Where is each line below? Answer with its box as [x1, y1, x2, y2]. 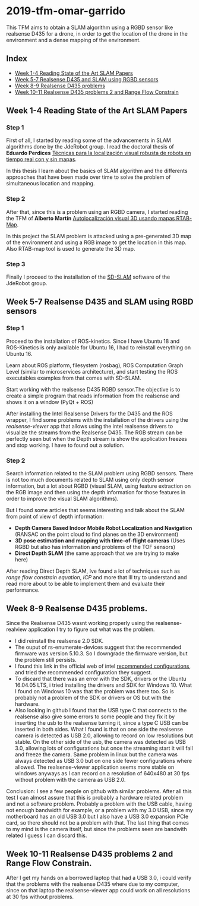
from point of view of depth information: [6, 513, 104, 520]
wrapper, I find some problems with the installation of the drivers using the [6, 416, 188, 423]
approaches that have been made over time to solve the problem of [6, 173, 171, 181]
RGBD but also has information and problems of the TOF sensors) [14, 544, 176, 551]
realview [6, 626, 27, 633]
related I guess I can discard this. [6, 832, 87, 839]
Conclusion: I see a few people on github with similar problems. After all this [6, 787, 192, 794]
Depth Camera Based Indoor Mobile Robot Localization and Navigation [14, 525, 192, 532]
